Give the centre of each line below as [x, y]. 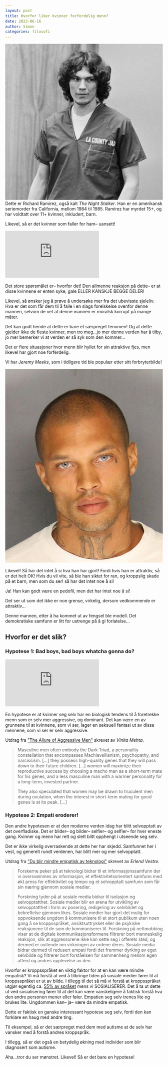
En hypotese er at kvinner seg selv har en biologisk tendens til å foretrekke [82, 714]
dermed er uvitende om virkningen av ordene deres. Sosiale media [86, 945]
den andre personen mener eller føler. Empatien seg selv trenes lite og [78, 997]
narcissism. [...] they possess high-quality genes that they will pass [86, 760]
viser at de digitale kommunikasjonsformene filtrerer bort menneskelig [90, 934]
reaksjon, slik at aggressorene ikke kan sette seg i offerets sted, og [86, 939]
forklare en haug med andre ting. [39, 1017]
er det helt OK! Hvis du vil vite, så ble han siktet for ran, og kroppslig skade [82, 576]
